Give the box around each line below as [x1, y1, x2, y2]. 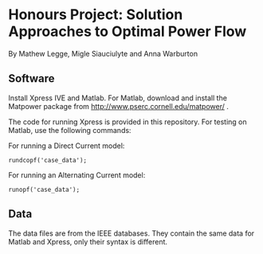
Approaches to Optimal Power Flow [8, 22, 247, 41]
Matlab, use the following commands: [8, 125, 131, 135]
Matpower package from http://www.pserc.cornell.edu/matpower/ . [8, 101, 230, 111]
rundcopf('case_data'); [8, 156, 88, 164]
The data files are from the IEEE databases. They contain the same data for [8, 229, 255, 238]
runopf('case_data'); [8, 186, 80, 193]
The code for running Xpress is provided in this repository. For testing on [8, 117, 247, 127]
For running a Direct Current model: [8, 141, 125, 150]
